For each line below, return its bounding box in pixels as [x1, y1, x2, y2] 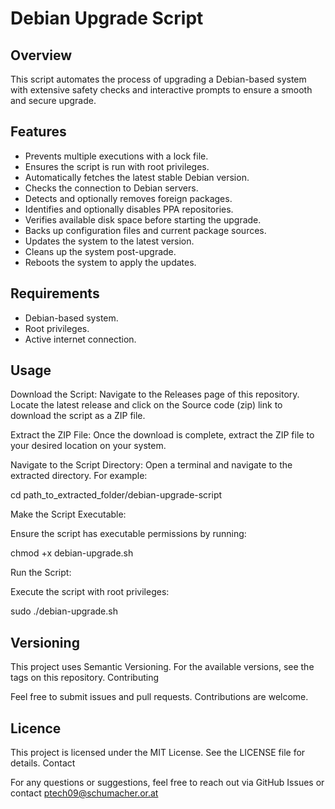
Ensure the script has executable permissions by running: [10, 528, 247, 540]
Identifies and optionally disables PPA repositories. [24, 203, 234, 215]
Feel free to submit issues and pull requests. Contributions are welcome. [10, 691, 309, 703]
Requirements [10, 285, 100, 302]
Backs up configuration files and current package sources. [24, 224, 267, 236]
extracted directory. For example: [10, 470, 148, 482]
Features [10, 123, 67, 141]
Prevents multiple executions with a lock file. [24, 150, 209, 162]
